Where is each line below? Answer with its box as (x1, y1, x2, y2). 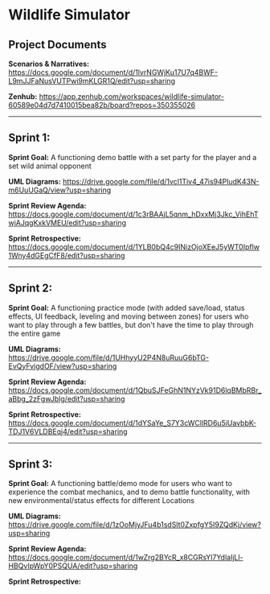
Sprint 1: (8, 131, 51, 145)
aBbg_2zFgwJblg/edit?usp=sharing (8, 394, 125, 403)
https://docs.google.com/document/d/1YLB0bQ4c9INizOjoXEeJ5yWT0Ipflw (8, 241, 260, 251)
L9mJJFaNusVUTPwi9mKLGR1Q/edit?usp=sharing (8, 76, 175, 85)
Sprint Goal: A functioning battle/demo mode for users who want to (8, 479, 233, 489)
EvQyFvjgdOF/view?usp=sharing (8, 361, 117, 371)
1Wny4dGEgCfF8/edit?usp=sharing (8, 250, 125, 260)
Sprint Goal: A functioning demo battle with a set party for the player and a (8, 152, 257, 162)
